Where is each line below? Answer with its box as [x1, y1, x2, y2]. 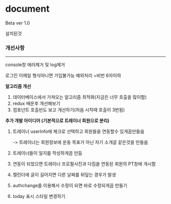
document [5, 3, 50, 15]
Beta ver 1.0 [5, 20, 30, 26]
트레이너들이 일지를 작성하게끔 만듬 [12, 150, 82, 156]
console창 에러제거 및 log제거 [5, 62, 65, 68]
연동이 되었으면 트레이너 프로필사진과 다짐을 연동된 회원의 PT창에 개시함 [12, 161, 156, 167]
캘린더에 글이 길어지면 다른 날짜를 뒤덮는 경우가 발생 [12, 171, 116, 178]
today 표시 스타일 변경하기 [12, 193, 66, 199]
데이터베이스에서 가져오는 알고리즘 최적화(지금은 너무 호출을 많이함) [12, 94, 147, 100]
